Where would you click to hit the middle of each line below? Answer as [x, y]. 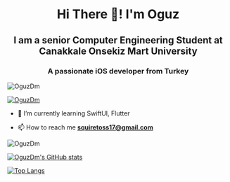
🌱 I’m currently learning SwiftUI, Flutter [74, 113]
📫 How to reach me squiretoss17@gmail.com [85, 127]
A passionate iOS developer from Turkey [118, 71]
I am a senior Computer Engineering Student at [118, 40]
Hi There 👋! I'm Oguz [118, 14]
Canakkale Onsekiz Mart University [118, 51]
